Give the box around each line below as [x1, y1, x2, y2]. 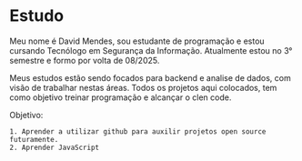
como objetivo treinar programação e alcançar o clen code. [9, 92, 232, 103]
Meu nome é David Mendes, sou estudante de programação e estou [9, 35, 266, 46]
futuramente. [9, 135, 59, 144]
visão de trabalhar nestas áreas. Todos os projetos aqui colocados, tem [9, 82, 277, 93]
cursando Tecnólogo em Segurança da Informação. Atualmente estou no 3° [9, 45, 293, 55]
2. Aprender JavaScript [9, 143, 100, 152]
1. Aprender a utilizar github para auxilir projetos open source [9, 126, 267, 136]
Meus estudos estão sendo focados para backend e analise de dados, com [9, 72, 291, 83]
